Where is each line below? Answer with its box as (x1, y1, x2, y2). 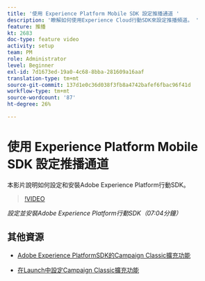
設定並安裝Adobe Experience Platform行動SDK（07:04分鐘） (7, 209, 182, 217)
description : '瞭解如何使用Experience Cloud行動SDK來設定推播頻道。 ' (7, 17, 199, 24)
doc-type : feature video (7, 36, 79, 43)
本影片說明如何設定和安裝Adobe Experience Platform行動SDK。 (7, 180, 190, 188)
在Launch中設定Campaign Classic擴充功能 (17, 266, 140, 274)
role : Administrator (7, 56, 67, 63)
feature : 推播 (7, 23, 47, 30)
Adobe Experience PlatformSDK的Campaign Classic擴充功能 (17, 251, 191, 259)
